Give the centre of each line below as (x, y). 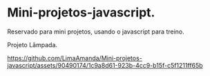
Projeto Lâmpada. (32, 45)
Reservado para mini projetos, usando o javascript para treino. (96, 31)
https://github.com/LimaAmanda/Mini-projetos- (75, 58)
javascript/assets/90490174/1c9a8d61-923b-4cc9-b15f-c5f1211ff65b (105, 65)
